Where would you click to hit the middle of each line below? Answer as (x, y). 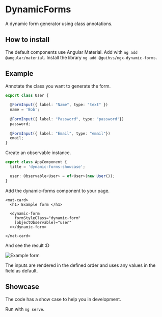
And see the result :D (28, 245)
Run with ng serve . (25, 309)
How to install (28, 40)
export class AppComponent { (36, 162)
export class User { (27, 95)
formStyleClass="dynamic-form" (48, 218)
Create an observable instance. (38, 153)
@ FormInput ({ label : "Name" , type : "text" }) (59, 105)
